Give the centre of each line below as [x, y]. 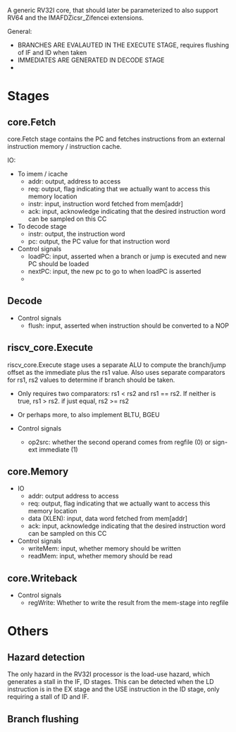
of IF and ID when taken [52, 53]
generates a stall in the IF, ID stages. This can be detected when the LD [111, 682]
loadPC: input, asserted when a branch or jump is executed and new [127, 256]
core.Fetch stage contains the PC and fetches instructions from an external [116, 139]
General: [20, 31]
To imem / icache [43, 174]
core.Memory [38, 472]
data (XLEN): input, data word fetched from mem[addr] [108, 519]
